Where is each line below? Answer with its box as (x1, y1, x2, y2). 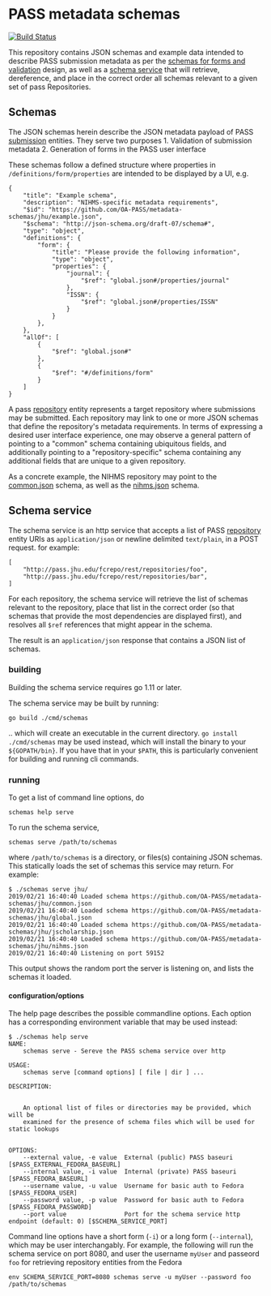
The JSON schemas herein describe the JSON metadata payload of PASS (8, 127, 254, 136)
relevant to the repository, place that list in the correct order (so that (8, 602, 235, 612)
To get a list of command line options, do (8, 792, 145, 803)
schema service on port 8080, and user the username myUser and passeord (8, 1249, 260, 1259)
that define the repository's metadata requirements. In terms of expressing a (8, 421, 263, 431)
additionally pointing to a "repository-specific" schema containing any (8, 447, 242, 457)
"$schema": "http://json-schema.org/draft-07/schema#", (23, 220, 216, 228)
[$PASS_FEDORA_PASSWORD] (8, 1204, 92, 1212)
